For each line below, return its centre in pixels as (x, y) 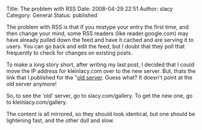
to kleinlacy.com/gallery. (37, 102)
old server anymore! (31, 84)
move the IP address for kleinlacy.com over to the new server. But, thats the (101, 71)
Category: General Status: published (52, 15)
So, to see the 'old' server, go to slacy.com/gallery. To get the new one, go (99, 96)
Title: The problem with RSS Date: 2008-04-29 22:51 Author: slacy (90, 9)
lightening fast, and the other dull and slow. (60, 120)
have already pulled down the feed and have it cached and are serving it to (100, 40)
